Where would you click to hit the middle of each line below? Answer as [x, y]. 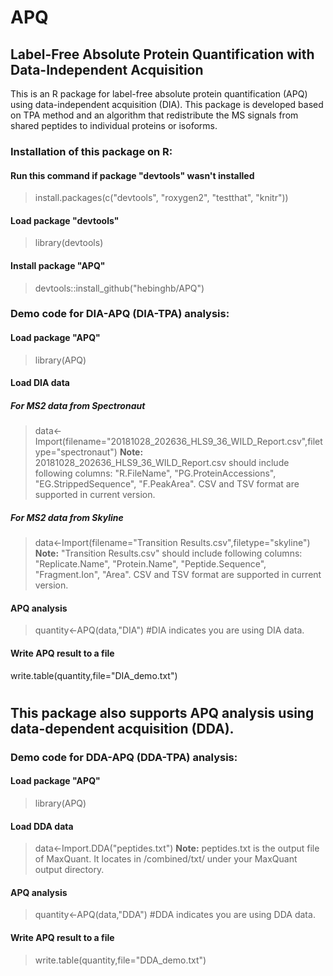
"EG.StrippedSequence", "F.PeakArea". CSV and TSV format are [167, 484]
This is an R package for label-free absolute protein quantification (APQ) [159, 94]
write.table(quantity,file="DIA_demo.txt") [94, 675]
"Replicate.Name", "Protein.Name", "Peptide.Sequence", [150, 564]
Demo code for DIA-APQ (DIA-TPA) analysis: [120, 314]
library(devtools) [69, 243]
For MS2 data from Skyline [67, 517]
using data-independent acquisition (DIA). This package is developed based [167, 104]
